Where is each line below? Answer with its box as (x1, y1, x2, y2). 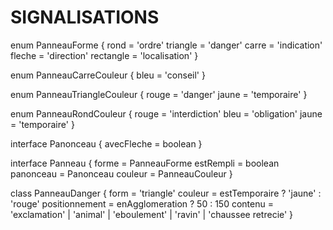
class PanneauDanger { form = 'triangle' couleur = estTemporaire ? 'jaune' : (10, 187, 322, 199)
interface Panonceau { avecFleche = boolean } (10, 137, 203, 150)
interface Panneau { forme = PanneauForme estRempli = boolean (10, 157, 280, 169)
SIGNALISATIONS (10, 6, 160, 29)
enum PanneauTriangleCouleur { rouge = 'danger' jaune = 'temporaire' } (10, 88, 308, 100)
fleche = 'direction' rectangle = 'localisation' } (10, 49, 199, 61)
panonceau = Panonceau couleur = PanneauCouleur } (10, 167, 233, 180)
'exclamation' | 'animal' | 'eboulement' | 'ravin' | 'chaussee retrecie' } (10, 208, 294, 220)
